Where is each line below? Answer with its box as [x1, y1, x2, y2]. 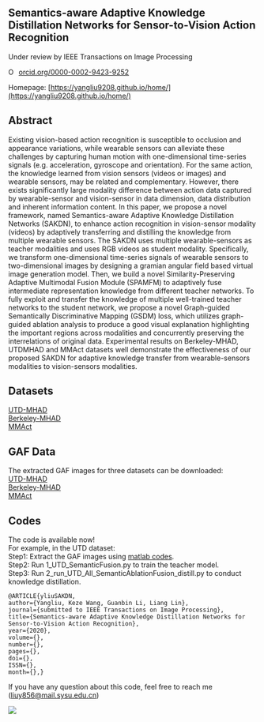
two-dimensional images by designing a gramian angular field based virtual [8, 261, 254, 270]
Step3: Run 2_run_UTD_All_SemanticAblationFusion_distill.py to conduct [8, 569, 242, 578]
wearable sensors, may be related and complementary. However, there [8, 177, 239, 186]
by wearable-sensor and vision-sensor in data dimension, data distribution [8, 194, 251, 203]
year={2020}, [8, 627, 51, 635]
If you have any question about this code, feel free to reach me [8, 683, 213, 692]
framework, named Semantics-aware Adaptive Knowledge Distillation [8, 210, 235, 220]
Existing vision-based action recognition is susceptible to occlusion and [8, 134, 242, 145]
